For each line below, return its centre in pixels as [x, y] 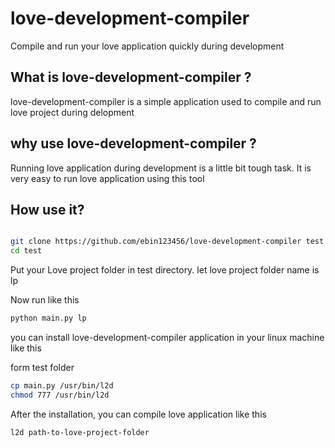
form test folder [42, 367]
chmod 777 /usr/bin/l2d [60, 395]
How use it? [47, 209]
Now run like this [45, 300]
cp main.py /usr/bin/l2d [62, 386]
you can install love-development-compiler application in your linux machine [167, 337]
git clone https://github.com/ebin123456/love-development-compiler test [167, 242]
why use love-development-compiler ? [133, 143]
